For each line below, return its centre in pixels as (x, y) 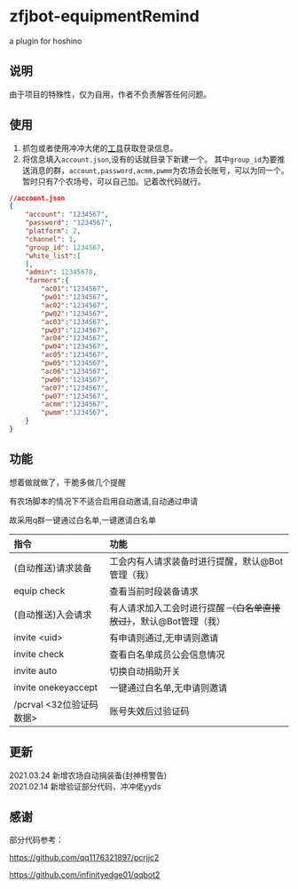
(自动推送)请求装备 (53, 568)
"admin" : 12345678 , (61, 273)
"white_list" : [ (53, 256)
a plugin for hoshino (46, 41)
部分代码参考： (36, 840)
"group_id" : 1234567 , (65, 247)
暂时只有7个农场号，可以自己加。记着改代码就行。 (114, 181)
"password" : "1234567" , (69, 223)
